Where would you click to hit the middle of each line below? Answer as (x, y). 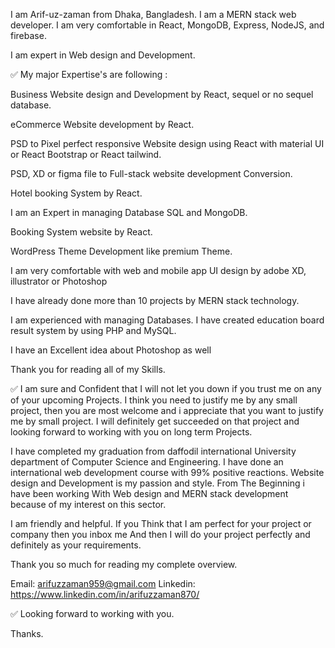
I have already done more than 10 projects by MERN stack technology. (155, 300)
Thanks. (27, 633)
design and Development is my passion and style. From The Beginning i (157, 483)
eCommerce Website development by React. (102, 124)
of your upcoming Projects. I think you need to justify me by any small (154, 400)
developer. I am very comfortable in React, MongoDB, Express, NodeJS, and (167, 25)
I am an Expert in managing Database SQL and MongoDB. (129, 212)
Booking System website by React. (81, 232)
